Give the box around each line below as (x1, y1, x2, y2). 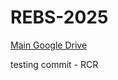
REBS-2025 (10, 6, 109, 29)
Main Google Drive (10, 39, 88, 51)
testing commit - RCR (10, 58, 99, 70)
